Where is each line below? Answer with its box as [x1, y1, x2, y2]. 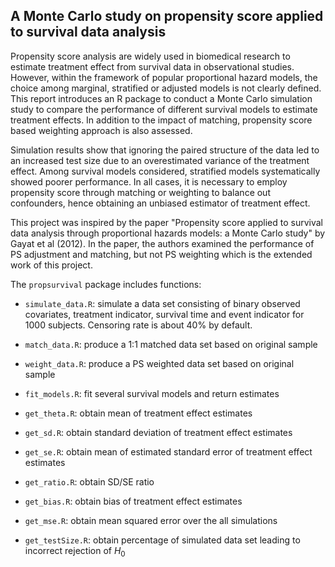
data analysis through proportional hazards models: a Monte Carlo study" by [10, 227, 326, 239]
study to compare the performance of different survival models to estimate [10, 103, 318, 115]
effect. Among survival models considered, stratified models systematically [10, 165, 321, 177]
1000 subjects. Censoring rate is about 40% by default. [24, 319, 253, 331]
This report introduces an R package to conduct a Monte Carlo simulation [10, 92, 313, 104]
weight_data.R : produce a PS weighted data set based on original [24, 357, 295, 369]
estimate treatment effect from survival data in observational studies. [10, 60, 295, 73]
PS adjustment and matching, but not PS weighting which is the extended [10, 248, 313, 260]
